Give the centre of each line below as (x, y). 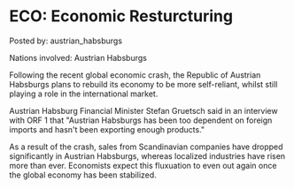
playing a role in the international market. (84, 94)
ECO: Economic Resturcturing (121, 16)
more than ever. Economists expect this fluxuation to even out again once (143, 165)
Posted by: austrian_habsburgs (66, 41)
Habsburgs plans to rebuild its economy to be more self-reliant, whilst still (143, 84)
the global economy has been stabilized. (83, 175)
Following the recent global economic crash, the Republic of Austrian (135, 75)
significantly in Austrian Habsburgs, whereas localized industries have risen (147, 155)
